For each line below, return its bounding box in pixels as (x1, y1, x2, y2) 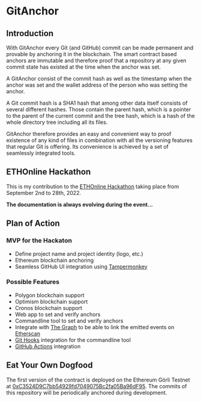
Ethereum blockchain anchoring (14, 256, 94, 264)
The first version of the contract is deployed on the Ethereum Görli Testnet (6, 376, 190, 383)
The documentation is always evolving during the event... (6, 200, 153, 208)
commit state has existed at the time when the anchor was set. (6, 63, 161, 70)
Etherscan (14, 330, 41, 337)
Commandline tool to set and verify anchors (14, 317, 124, 324)
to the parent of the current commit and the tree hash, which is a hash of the (6, 113, 195, 119)
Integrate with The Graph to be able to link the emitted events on (14, 323, 175, 330)
